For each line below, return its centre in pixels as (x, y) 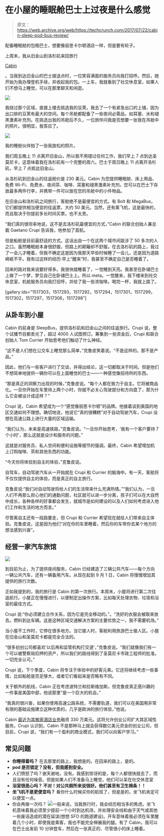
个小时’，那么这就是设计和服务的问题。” (44, 435)
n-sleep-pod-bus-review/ (43, 35)
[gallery (13, 292)
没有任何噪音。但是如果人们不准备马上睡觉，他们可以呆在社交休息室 (85, 780)
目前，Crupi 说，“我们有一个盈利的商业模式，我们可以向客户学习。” (72, 732)
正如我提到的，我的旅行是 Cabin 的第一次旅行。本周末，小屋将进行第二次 (79, 591)
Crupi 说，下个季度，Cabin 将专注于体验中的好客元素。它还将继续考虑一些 (80, 670)
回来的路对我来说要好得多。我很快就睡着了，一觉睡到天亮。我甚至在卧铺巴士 (82, 269)
